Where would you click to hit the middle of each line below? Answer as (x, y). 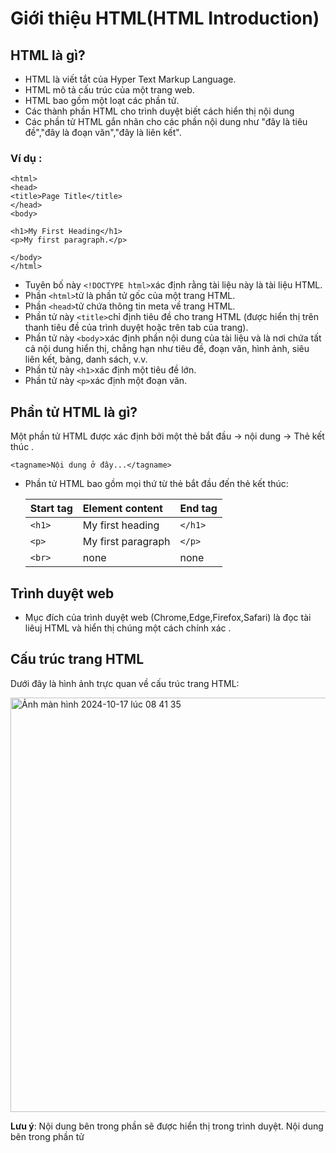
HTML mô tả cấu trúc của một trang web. (109, 90)
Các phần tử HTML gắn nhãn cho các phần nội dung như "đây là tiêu (166, 121)
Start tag (51, 509)
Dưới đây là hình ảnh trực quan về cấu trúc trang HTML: (125, 683)
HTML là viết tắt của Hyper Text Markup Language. (130, 79)
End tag (198, 509)
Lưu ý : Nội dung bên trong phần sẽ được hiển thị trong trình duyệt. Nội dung (167, 1126)
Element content (122, 509)
